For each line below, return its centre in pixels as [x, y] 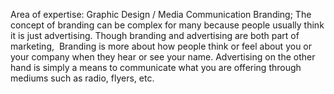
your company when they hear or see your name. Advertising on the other [163, 57]
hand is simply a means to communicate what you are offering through [156, 67]
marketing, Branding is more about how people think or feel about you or [161, 46]
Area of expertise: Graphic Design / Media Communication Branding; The [161, 14]
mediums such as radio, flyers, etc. [82, 78]
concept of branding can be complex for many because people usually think [167, 25]
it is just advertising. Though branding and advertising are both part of [155, 35]
